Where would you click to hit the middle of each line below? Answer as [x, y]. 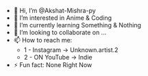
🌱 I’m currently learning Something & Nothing [77, 25]
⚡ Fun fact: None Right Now [53, 65]
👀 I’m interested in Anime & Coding [62, 18]
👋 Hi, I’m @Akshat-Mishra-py [54, 11]
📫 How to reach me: [43, 40]
